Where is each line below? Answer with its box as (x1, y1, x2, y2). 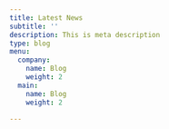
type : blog (9, 38, 51, 48)
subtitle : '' (9, 22, 59, 31)
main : (17, 81, 39, 90)
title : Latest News (9, 13, 84, 23)
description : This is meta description (9, 30, 161, 39)
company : (17, 55, 51, 64)
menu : (9, 47, 30, 56)
